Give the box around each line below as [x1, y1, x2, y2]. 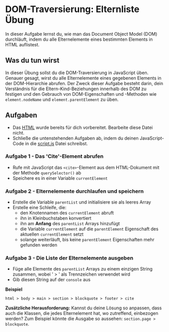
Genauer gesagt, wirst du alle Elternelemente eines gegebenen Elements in [5, 75, 161, 81]
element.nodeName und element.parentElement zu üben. [5, 96, 119, 102]
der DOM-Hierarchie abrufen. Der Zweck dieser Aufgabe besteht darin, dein [5, 80, 163, 86]
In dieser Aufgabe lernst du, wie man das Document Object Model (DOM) [5, 31, 157, 37]
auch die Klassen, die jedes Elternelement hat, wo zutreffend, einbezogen [5, 310, 158, 316]
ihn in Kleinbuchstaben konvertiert [20, 215, 92, 221]
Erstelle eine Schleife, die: [12, 205, 67, 211]
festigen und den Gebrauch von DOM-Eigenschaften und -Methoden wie [5, 91, 157, 97]
